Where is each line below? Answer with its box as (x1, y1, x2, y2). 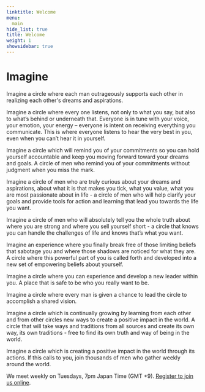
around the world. (6, 360, 51, 367)
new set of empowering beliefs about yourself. (6, 261, 124, 268)
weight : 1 (6, 37, 32, 44)
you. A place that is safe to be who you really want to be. (6, 279, 150, 286)
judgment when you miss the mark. (6, 166, 95, 173)
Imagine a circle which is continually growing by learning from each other (6, 309, 192, 316)
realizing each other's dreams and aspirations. (6, 96, 124, 104)
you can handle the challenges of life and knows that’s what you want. (6, 229, 184, 237)
